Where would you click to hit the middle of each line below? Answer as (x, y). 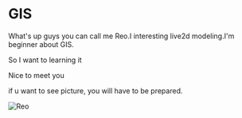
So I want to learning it (45, 60)
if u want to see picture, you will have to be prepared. (96, 90)
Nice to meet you (37, 75)
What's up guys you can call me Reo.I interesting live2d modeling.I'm (121, 36)
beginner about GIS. (41, 44)
